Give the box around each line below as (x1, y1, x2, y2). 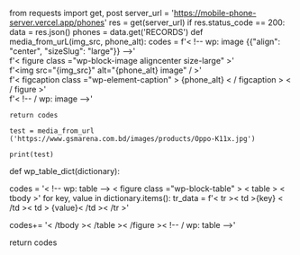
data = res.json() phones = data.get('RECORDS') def (9, 27, 204, 37)
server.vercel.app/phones (9, 17, 105, 28)
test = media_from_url (9, 127, 95, 136)
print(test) (9, 150, 54, 159)
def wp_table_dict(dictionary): (9, 166, 120, 176)
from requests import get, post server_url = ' (9, 8, 174, 18)
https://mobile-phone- (173, 8, 257, 18)
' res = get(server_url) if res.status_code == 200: (104, 17, 286, 28)
